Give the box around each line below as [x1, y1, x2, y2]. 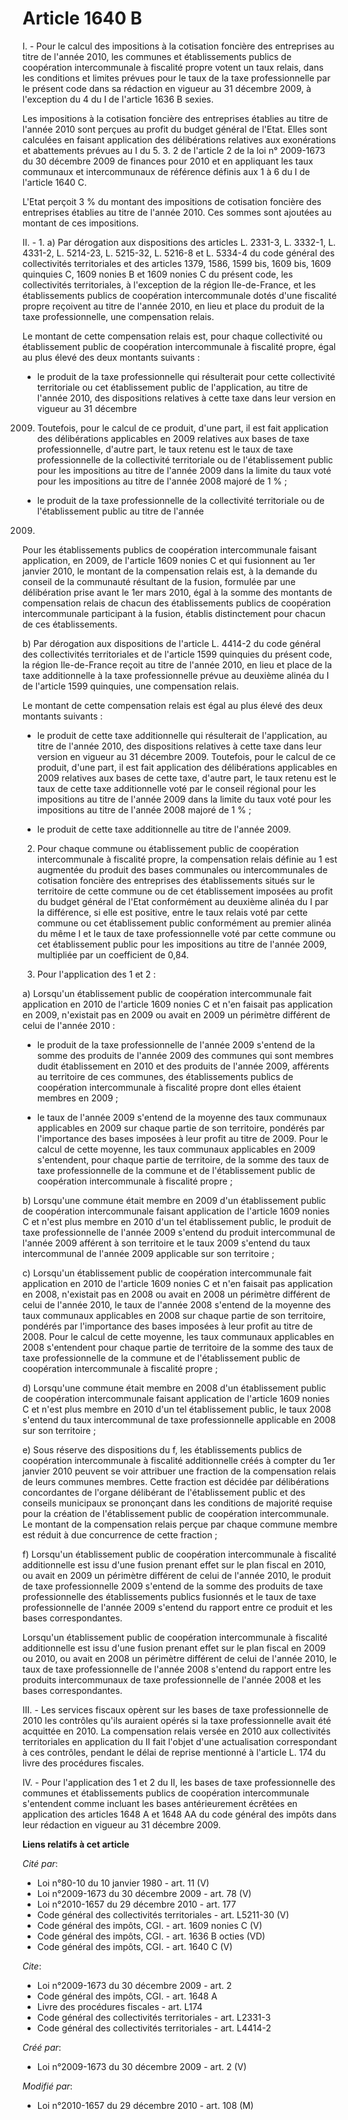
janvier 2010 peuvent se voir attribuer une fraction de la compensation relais [22, 1465, 337, 1477]
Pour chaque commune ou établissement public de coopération [36, 842, 300, 854]
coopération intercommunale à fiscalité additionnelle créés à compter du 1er [22, 1454, 336, 1466]
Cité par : [22, 1857, 59, 1869]
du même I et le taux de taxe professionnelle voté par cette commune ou [36, 927, 337, 939]
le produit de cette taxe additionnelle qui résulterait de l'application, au [36, 729, 328, 741]
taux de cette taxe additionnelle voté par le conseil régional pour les [36, 782, 317, 794]
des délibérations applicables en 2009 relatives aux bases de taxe [36, 432, 310, 444]
